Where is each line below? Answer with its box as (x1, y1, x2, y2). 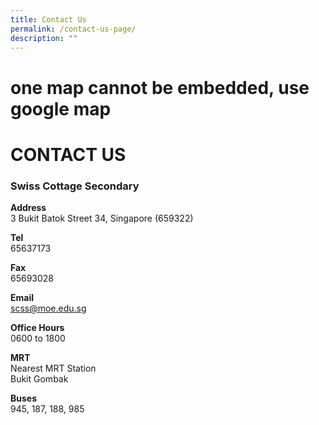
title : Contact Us (10, 14, 87, 25)
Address (10, 202, 47, 214)
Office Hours (10, 322, 65, 334)
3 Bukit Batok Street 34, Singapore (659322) (10, 212, 194, 225)
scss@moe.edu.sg (10, 302, 87, 315)
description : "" (10, 33, 78, 43)
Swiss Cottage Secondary (10, 179, 140, 193)
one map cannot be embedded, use (10, 76, 310, 99)
